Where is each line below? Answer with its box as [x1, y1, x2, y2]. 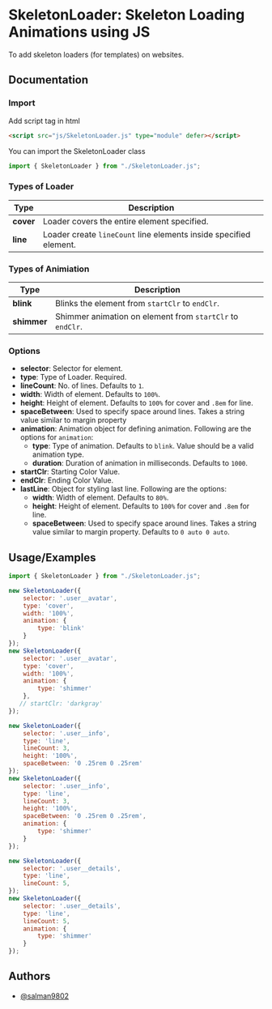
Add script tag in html [8, 116, 81, 126]
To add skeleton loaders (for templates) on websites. [8, 49, 185, 59]
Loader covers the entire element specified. [43, 215, 209, 227]
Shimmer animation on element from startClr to [55, 310, 239, 321]
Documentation [8, 73, 89, 87]
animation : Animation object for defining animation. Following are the [19, 424, 252, 434]
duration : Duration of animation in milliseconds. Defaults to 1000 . [32, 458, 249, 468]
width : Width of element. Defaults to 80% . [32, 492, 169, 503]
